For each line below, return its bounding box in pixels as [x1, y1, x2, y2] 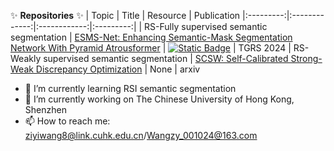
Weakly [10, 53, 42, 64]
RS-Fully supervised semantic [144, 21, 268, 32]
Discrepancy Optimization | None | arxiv [35, 63, 201, 75]
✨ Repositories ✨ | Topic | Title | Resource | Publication [10, 10, 241, 21]
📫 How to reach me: [24, 115, 111, 127]
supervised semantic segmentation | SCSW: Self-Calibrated [43, 53, 289, 64]
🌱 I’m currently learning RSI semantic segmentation [24, 83, 237, 94]
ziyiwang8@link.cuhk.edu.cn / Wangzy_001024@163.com [24, 130, 258, 141]
